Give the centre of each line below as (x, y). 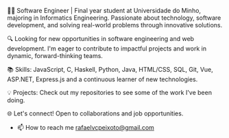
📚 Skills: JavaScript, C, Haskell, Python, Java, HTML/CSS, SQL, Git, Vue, (110, 69)
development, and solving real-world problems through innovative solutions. (115, 25)
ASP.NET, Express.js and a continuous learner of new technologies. (103, 79)
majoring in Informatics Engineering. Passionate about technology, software (114, 18)
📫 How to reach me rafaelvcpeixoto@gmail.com (85, 127)
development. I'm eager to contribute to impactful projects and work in (107, 49)
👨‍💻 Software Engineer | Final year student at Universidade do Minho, (104, 11)
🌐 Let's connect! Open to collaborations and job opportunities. (95, 113)
